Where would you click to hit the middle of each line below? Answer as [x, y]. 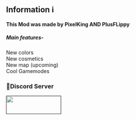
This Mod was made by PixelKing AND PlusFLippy [68, 24]
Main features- [25, 37]
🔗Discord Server [30, 86]
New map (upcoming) [32, 65]
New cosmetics [25, 59]
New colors [20, 52]
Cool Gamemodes [28, 71]
